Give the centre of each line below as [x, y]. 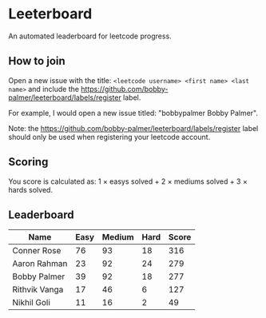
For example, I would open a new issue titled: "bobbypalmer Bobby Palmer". [133, 113]
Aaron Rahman [40, 264]
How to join [37, 61]
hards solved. [31, 189]
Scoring [28, 162]
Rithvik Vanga [38, 290]
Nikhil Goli [31, 303]
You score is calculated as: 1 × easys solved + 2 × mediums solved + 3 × [128, 181]
